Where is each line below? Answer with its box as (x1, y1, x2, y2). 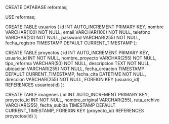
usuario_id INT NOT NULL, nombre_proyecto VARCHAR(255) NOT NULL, (5, 55, 157, 61)
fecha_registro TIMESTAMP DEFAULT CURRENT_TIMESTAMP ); (5, 40, 137, 46)
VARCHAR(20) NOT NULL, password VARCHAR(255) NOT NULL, (5, 35, 140, 40)
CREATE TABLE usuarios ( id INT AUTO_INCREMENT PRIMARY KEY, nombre (5, 24, 164, 30)
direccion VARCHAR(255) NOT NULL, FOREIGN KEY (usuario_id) (5, 77, 140, 82)
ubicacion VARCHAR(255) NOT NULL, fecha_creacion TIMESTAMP (5, 66, 145, 72)
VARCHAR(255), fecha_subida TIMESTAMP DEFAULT (5, 102, 116, 108)
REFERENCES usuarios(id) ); (5, 82, 64, 88)
